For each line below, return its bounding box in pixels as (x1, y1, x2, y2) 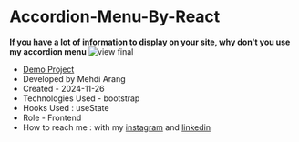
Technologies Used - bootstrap (22, 93, 140, 104)
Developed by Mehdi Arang (22, 73, 126, 84)
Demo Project (22, 64, 75, 75)
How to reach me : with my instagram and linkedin (22, 121, 211, 133)
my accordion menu (9, 46, 87, 56)
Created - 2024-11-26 (22, 83, 105, 94)
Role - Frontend (22, 112, 82, 123)
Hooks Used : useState (22, 102, 109, 113)
